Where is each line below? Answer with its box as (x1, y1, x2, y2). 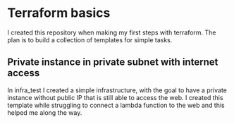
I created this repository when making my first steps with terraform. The (7, 28, 216, 37)
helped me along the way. (7, 108, 82, 117)
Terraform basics (7, 5, 111, 21)
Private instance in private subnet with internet (7, 56, 218, 68)
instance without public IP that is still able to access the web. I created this (7, 93, 223, 101)
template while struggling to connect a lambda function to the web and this (7, 101, 225, 109)
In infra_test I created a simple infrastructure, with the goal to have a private (7, 86, 228, 94)
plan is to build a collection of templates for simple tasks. (7, 35, 173, 44)
